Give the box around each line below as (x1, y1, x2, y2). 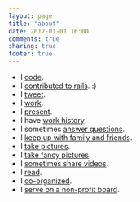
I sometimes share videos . (20, 159, 108, 168)
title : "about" (8, 20, 60, 28)
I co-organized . (20, 176, 72, 186)
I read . (20, 168, 42, 177)
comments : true (8, 34, 60, 43)
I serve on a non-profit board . (20, 185, 120, 194)
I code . (20, 72, 44, 81)
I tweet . (20, 90, 46, 99)
